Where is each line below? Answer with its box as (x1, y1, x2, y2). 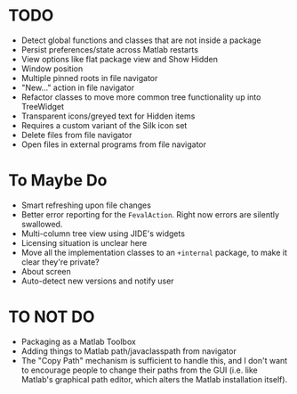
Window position (20, 63, 84, 74)
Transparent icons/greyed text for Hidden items (20, 111, 196, 121)
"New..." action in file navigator (20, 82, 135, 93)
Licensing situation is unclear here (20, 237, 148, 248)
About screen (20, 266, 72, 276)
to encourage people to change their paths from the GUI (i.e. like (20, 365, 259, 375)
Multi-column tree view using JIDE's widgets (20, 228, 186, 239)
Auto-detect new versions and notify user (20, 275, 174, 286)
